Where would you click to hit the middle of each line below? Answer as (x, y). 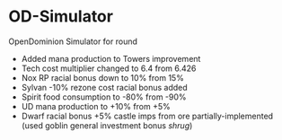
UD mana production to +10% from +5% (96, 106)
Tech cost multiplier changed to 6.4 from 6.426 (109, 68)
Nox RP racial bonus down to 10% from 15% (103, 77)
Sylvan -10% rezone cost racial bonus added (104, 87)
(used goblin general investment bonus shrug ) (107, 125)
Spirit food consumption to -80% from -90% (104, 97)
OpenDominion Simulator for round (73, 41)
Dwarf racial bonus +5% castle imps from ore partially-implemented (147, 116)
